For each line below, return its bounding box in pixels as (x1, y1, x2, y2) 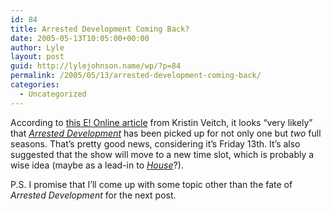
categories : (10, 80, 60, 90)
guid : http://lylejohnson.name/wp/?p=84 (10, 61, 182, 71)
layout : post (10, 52, 65, 62)
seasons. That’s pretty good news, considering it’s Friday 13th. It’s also (10, 137, 301, 150)
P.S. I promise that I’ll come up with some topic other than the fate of (10, 178, 293, 190)
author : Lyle (10, 42, 65, 53)
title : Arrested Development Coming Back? (10, 24, 190, 34)
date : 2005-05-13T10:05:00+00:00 (10, 33, 150, 43)
